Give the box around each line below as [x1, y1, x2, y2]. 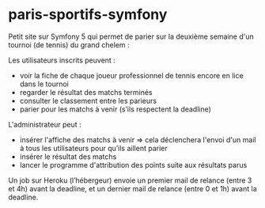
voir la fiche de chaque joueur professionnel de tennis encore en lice [19, 70, 244, 80]
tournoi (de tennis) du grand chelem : [8, 40, 130, 49]
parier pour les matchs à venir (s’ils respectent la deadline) [19, 104, 212, 114]
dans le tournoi [19, 79, 69, 89]
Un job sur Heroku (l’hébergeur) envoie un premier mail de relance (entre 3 [8, 176, 252, 185]
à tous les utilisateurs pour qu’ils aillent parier [19, 143, 168, 153]
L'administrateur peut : [8, 119, 81, 129]
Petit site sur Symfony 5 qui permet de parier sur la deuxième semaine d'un [8, 32, 255, 41]
